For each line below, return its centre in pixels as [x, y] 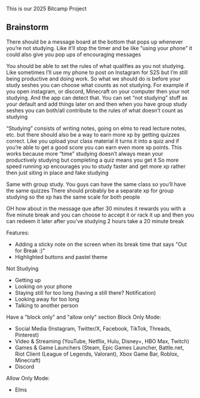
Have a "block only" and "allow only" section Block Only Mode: [84, 317]
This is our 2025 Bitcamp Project [47, 9]
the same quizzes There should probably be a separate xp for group [90, 190]
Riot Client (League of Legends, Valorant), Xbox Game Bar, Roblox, [97, 354]
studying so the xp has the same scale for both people [73, 197]
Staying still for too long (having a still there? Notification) [85, 292]
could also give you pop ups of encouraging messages [74, 54]
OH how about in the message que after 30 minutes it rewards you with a [96, 208]
